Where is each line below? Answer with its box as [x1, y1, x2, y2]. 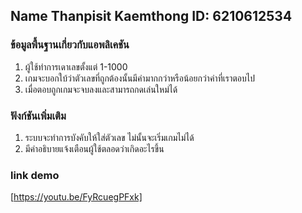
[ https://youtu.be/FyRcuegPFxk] [10, 191, 143, 203]
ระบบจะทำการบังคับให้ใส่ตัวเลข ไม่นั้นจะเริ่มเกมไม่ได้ [24, 131, 195, 143]
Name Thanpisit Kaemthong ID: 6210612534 [10, 8, 293, 25]
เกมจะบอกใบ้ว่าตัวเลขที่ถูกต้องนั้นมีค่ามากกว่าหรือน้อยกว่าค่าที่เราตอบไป [24, 72, 255, 84]
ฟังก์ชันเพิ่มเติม [10, 109, 67, 123]
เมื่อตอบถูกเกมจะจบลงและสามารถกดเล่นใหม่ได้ [24, 83, 178, 95]
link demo [10, 168, 60, 182]
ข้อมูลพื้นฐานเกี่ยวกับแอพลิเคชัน [10, 38, 130, 52]
